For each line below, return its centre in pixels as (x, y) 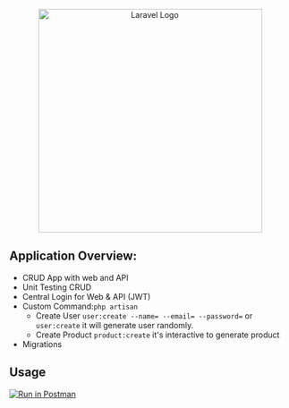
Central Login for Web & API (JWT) (86, 296)
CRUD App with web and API (75, 277)
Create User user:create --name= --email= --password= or (144, 315)
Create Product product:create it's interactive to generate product (157, 335)
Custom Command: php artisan (80, 306)
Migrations (42, 344)
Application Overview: (73, 256)
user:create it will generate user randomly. (115, 325)
